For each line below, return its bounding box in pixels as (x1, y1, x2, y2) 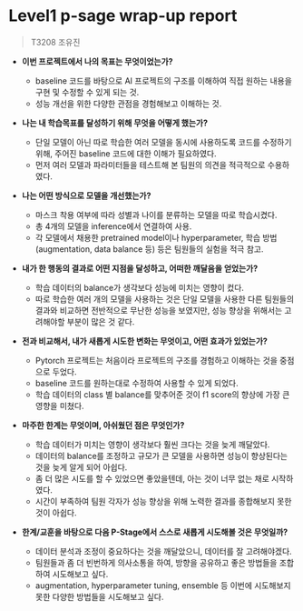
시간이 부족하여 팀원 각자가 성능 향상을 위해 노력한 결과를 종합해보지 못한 (34, 496, 292, 506)
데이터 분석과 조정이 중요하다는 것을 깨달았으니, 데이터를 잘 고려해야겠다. (34, 546, 292, 556)
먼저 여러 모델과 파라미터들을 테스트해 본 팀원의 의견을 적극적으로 (34, 159, 266, 170)
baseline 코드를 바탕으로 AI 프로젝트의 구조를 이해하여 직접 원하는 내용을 (34, 75, 292, 86)
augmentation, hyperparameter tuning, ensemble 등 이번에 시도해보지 (34, 579, 291, 591)
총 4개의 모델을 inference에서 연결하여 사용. (34, 220, 192, 232)
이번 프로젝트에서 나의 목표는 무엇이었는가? (21, 55, 173, 66)
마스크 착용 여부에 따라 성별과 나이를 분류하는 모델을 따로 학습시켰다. (34, 209, 278, 220)
